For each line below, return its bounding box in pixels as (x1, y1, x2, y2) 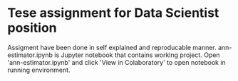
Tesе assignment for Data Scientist (7, 5, 219, 21)
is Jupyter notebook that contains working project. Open (54, 51, 220, 59)
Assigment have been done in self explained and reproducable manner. (7, 43, 217, 51)
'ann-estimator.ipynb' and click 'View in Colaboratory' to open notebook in (7, 58, 226, 66)
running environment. (7, 66, 71, 74)
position (7, 20, 57, 36)
